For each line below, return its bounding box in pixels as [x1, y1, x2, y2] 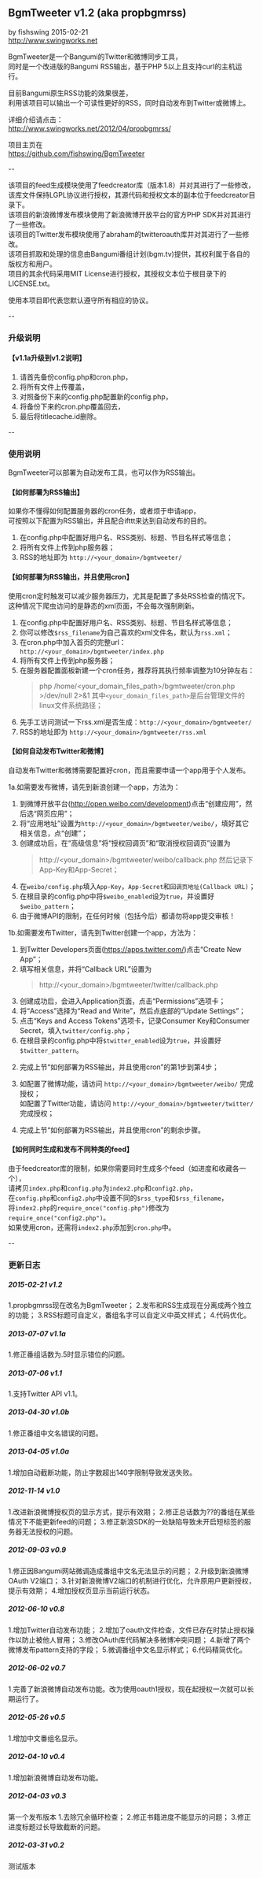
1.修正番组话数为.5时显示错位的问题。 [8, 1350, 130, 1359]
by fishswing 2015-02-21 [8, 27, 89, 36]
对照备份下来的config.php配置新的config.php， [19, 391, 173, 401]
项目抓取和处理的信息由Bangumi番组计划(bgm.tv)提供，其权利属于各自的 [14, 249, 250, 258]
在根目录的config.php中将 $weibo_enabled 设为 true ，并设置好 [19, 891, 214, 901]
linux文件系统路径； [38, 700, 104, 709]
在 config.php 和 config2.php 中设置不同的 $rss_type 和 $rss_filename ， [8, 1193, 228, 1203]
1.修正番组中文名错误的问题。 [8, 1428, 103, 1438]
